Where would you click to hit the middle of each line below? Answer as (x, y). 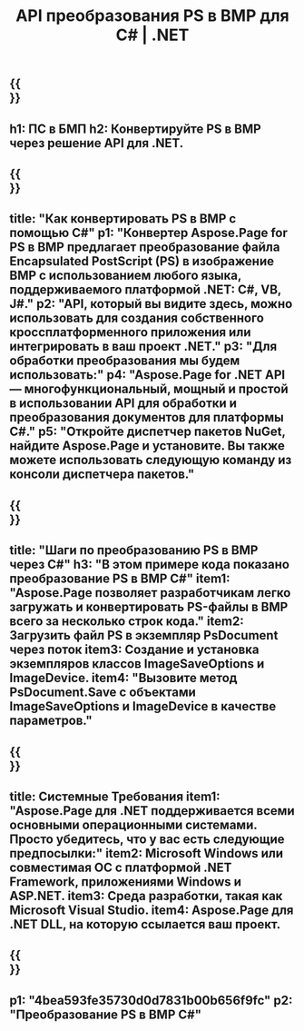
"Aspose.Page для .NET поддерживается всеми (152, 811)
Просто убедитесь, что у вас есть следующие (147, 839)
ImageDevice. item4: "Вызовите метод (123, 678)
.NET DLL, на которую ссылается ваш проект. (145, 924)
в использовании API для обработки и (123, 404)
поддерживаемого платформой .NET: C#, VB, (145, 290)
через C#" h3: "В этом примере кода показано (150, 565)
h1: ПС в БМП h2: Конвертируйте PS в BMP (135, 129)
